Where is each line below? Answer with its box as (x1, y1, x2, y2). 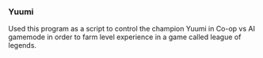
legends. (8, 41, 37, 50)
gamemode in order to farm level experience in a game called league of (8, 32, 242, 42)
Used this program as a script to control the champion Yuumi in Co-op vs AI (8, 24, 256, 34)
